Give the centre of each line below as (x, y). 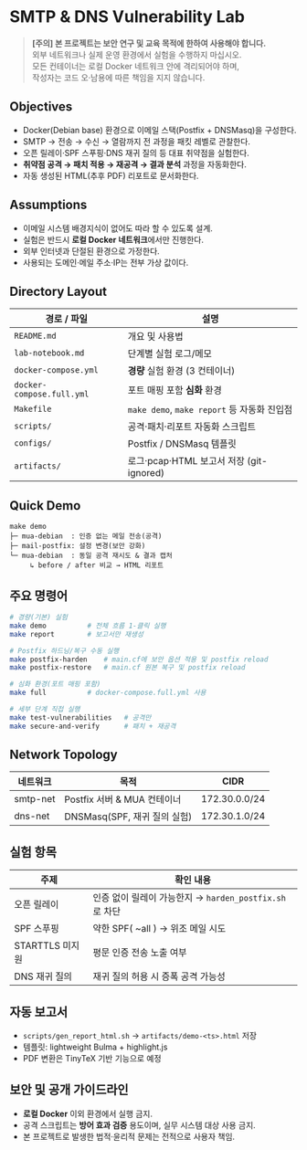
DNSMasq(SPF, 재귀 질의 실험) (128, 817)
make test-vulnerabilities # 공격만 (80, 717)
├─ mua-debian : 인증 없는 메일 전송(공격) (86, 536)
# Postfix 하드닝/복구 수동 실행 (64, 650)
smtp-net (35, 799)
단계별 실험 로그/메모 (169, 353)
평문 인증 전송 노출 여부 (140, 953)
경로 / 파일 (67, 319)
